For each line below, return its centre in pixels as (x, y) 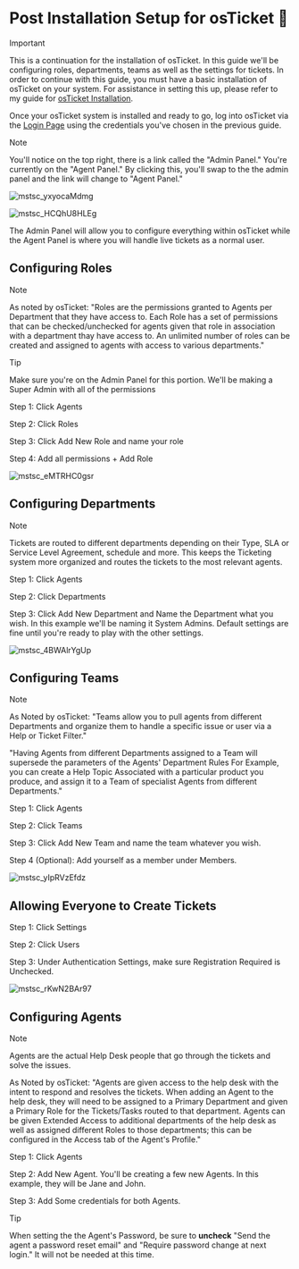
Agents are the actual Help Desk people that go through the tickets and (140, 1055)
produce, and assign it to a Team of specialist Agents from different (133, 782)
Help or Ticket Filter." (48, 735)
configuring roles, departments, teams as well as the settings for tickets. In (146, 70)
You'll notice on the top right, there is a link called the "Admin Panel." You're (148, 159)
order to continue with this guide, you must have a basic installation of (138, 79)
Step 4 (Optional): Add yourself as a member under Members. (123, 861)
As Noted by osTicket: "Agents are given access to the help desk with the (144, 1082)
